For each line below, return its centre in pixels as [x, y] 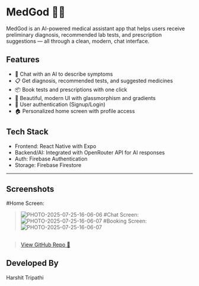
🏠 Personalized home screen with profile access [75, 111]
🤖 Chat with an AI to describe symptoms [64, 74]
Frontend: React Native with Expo [55, 146]
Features [23, 60]
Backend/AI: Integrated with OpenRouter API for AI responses [90, 152]
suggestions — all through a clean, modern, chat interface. [78, 41]
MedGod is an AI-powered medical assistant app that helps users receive [96, 28]
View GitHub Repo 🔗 [45, 245]
